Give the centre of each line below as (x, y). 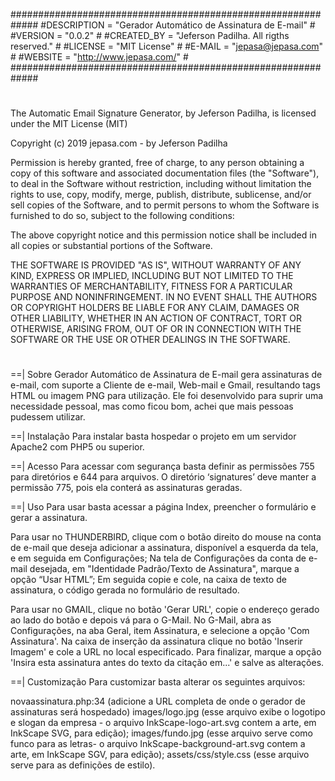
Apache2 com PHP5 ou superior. (77, 447)
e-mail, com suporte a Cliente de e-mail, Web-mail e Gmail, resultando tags (165, 385)
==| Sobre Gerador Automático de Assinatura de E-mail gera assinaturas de (166, 375)
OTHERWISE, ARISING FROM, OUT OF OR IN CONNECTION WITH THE (156, 329)
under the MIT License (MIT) (69, 124)
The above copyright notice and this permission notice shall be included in (163, 235)
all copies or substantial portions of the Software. (111, 246)
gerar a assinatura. (49, 518)
